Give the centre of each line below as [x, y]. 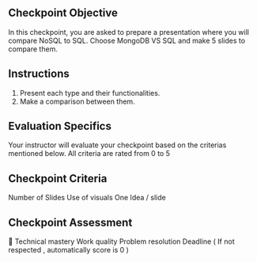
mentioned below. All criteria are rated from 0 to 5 [89, 154]
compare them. [33, 49]
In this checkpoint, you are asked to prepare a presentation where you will [128, 32]
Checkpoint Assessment [70, 222]
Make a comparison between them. [77, 101]
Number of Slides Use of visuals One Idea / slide [87, 198]
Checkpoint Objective [63, 13]
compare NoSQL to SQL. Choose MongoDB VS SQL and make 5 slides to [127, 40]
